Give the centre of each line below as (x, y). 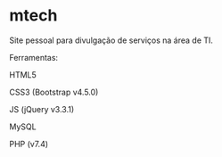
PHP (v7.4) (29, 144)
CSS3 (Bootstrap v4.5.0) (54, 92)
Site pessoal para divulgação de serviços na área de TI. (111, 40)
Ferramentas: (34, 57)
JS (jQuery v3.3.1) (42, 109)
